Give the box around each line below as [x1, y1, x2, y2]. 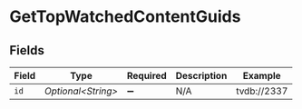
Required [126, 70, 168, 82]
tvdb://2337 [235, 84, 288, 97]
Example [242, 70, 281, 82]
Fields [9, 43, 45, 58]
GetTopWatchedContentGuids [9, 6, 241, 27]
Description [175, 70, 228, 82]
